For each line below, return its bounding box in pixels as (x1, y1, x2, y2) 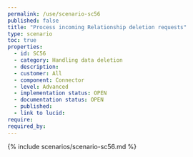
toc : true (7, 37, 37, 44)
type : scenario (7, 30, 53, 38)
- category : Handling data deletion (14, 57, 123, 64)
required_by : (7, 122, 46, 130)
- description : (14, 63, 59, 70)
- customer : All (14, 70, 62, 77)
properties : (7, 43, 43, 50)
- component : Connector (14, 76, 84, 84)
